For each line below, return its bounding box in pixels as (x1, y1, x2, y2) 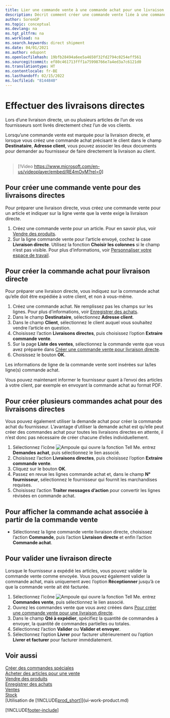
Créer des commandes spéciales (5, 665, 74, 671)
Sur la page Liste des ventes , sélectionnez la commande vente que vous (12, 341, 165, 347)
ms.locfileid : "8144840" (5, 78, 58, 83)
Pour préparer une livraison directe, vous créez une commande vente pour (5, 205, 161, 211)
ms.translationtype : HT (5, 64, 56, 69)
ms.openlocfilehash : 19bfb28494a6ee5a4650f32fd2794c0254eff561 (5, 54, 142, 60)
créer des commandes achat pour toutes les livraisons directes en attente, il (5, 429, 163, 435)
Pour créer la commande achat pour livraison (5, 267, 150, 275)
